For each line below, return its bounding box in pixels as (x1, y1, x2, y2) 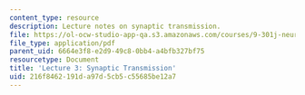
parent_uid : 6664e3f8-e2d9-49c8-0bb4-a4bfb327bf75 (9, 47, 205, 56)
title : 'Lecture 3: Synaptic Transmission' (9, 64, 177, 73)
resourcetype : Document (9, 55, 100, 64)
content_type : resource (9, 13, 100, 23)
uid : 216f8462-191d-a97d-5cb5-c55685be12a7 (9, 72, 177, 81)
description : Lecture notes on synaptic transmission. (9, 22, 221, 31)
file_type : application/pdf (9, 38, 116, 48)
